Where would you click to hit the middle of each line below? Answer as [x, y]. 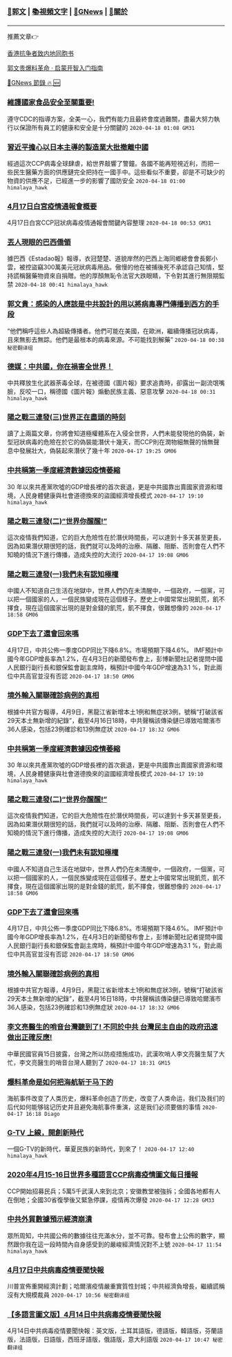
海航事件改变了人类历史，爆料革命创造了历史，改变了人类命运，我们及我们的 [116, 1098]
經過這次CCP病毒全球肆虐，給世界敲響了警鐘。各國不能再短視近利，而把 [110, 163]
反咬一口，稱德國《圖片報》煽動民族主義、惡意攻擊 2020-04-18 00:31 [117, 392]
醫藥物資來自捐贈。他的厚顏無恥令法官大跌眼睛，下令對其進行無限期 [122, 276]
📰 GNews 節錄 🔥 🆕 [34, 83]
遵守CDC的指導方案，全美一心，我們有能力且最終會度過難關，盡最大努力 [110, 119]
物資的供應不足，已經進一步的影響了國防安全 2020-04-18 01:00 [96, 180]
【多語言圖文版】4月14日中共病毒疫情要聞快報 [84, 1315]
